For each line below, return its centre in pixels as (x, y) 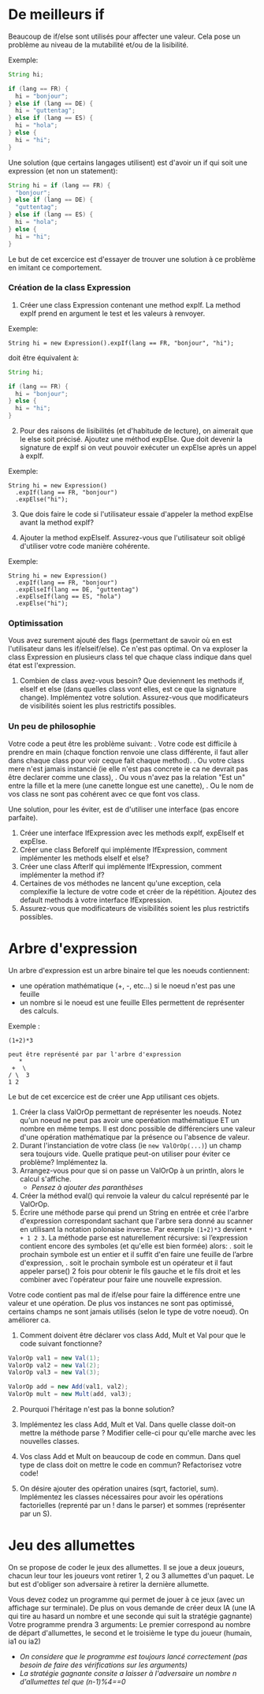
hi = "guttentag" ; (46, 111)
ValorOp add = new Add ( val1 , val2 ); (68, 1387)
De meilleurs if (56, 15)
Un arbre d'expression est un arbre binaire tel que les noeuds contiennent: (129, 970)
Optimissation (36, 623)
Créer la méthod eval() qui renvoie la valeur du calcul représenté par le (134, 1196)
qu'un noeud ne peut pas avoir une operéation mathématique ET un (129, 1120)
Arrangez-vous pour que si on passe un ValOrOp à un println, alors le (132, 1170)
